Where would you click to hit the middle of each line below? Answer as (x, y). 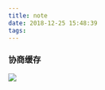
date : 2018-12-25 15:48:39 (53, 23)
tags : (17, 30)
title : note (28, 16)
